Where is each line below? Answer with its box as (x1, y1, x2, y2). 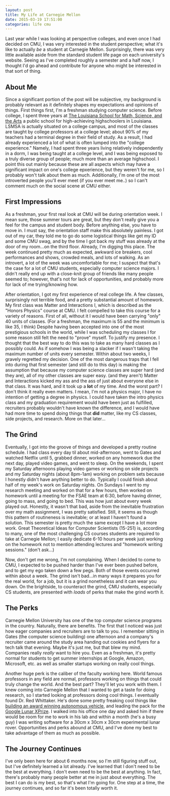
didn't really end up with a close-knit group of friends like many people (5, 270, 154, 276)
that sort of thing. (5, 68, 42, 74)
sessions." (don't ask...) (5, 547, 55, 553)
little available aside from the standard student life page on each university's (5, 52, 165, 58)
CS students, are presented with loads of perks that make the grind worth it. (5, 589, 164, 595)
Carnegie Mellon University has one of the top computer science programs (5, 617, 162, 623)
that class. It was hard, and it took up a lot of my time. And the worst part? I (5, 383, 162, 389)
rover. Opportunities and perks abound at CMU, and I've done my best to (5, 724, 157, 730)
